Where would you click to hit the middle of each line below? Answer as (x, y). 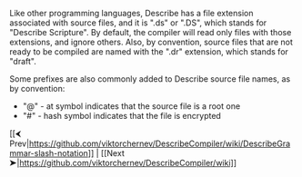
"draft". (23, 61)
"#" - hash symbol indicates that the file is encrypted (121, 116)
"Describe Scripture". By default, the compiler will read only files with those (151, 32)
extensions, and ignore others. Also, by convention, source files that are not (151, 42)
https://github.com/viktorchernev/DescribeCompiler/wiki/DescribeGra (160, 143)
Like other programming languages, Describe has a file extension (131, 13)
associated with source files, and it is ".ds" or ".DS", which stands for (138, 23)
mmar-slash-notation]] (52, 153)
